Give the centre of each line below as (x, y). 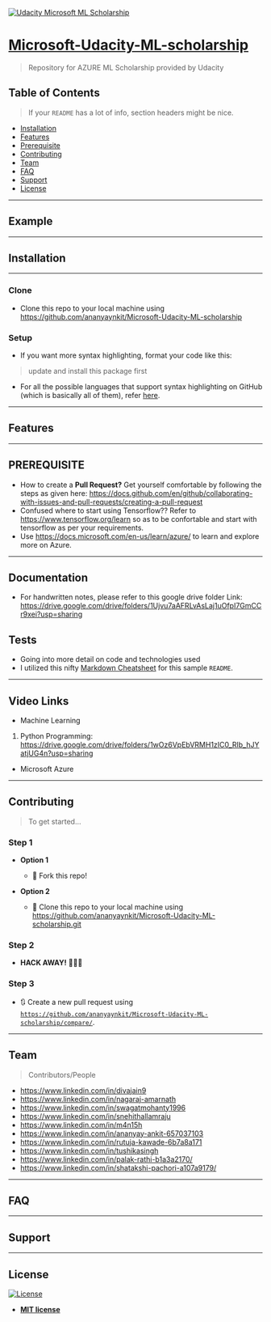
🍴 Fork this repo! (59, 876)
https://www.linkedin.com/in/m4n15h (81, 1125)
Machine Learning (50, 721)
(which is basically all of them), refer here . (90, 395)
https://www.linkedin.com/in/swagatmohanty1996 (103, 1108)
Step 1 (21, 842)
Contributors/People (62, 1074)
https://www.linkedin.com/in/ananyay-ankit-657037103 (112, 1133)
